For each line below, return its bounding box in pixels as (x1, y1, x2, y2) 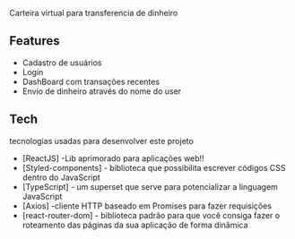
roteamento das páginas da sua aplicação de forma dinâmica (22, 219, 248, 230)
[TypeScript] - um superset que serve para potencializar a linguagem (22, 181, 278, 192)
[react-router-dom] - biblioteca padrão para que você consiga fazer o (22, 209, 281, 220)
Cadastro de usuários (22, 57, 102, 68)
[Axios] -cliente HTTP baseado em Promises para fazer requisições (22, 201, 272, 211)
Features (9, 33, 60, 48)
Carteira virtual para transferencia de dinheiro (9, 8, 178, 18)
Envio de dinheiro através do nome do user (22, 85, 182, 97)
